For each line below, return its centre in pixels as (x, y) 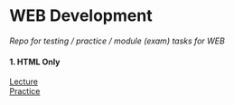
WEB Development (81, 16)
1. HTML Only (35, 62)
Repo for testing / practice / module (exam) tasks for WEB (117, 41)
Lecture (24, 81)
